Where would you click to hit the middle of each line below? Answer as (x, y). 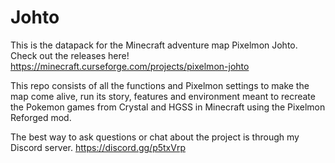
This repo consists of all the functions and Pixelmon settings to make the (160, 85)
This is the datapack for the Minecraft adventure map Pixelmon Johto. (154, 45)
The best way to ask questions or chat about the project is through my (155, 137)
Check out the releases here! (70, 55)
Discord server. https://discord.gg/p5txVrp (98, 147)
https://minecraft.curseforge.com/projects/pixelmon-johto (130, 66)
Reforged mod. (41, 117)
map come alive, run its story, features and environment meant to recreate (163, 96)
